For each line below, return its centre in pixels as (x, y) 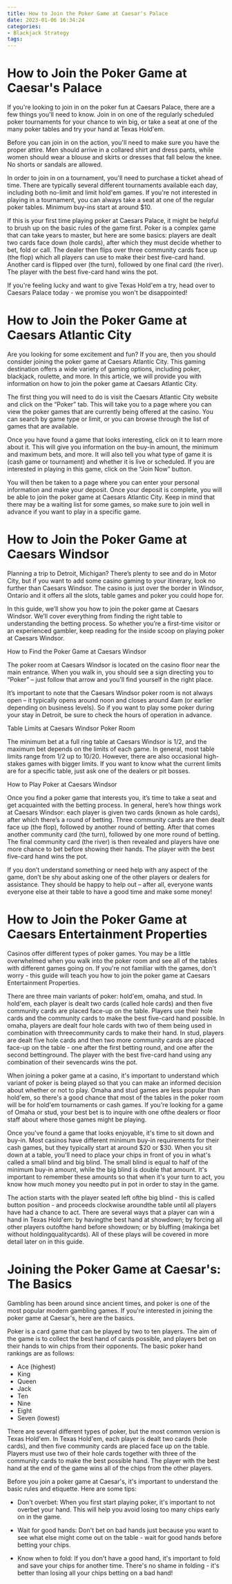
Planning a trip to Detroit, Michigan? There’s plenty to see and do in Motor (112, 573)
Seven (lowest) (38, 1418)
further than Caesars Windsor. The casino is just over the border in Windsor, (116, 588)
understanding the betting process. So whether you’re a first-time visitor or (114, 623)
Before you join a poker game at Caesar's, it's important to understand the (113, 1481)
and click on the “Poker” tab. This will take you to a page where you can (109, 404)
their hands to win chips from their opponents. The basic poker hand (105, 1346)
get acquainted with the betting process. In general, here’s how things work (115, 805)
